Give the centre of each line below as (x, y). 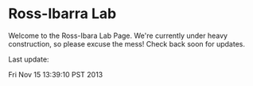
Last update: (29, 59)
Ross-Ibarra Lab (62, 14)
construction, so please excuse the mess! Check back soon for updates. (127, 43)
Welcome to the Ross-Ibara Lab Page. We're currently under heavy (118, 36)
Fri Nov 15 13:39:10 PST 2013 (56, 74)
